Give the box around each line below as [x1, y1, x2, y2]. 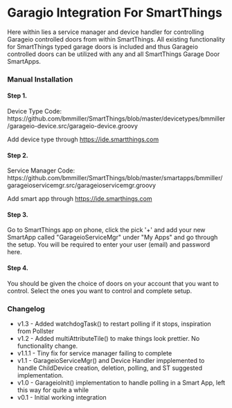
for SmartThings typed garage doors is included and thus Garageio [7, 42, 199, 51]
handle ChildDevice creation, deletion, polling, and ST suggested [17, 364, 203, 372]
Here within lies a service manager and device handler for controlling [7, 28, 204, 36]
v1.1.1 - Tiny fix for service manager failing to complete [17, 348, 172, 357]
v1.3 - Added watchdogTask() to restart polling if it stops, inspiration [17, 319, 211, 328]
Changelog [7, 303, 45, 313]
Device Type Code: [7, 107, 62, 116]
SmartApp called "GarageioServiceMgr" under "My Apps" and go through [7, 233, 218, 242]
